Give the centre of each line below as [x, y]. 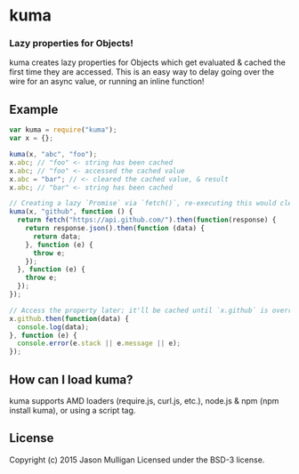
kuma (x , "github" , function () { [71, 212]
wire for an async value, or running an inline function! [107, 82]
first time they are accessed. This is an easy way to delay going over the [141, 72]
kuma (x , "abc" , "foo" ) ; [53, 155]
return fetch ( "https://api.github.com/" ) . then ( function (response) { [147, 220]
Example [34, 109]
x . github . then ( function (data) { [69, 318]
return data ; [57, 237]
